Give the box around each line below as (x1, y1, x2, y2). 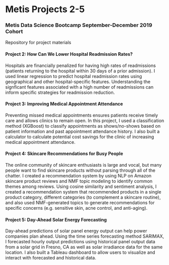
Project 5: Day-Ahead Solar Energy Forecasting (5, 216, 107, 222)
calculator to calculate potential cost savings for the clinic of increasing (5, 133, 154, 140)
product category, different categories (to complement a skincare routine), (5, 194, 161, 201)
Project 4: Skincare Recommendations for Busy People (5, 150, 123, 157)
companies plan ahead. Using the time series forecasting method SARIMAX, (5, 233, 164, 239)
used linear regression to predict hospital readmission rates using (5, 73, 142, 79)
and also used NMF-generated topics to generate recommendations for (5, 200, 155, 206)
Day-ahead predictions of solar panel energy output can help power (5, 228, 147, 234)
